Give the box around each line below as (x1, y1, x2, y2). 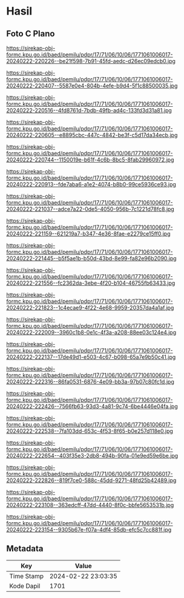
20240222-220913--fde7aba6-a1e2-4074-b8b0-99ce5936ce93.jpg (6, 181, 177, 188)
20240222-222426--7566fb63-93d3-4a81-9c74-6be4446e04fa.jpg (6, 403, 178, 410)
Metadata (6, 543, 44, 554)
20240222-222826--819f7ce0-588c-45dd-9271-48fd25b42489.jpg (6, 477, 177, 484)
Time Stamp (9, 572, 44, 580)
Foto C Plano (6, 29, 55, 39)
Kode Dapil (9, 582, 41, 590)
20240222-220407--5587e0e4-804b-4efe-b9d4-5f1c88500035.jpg (6, 82, 178, 89)
